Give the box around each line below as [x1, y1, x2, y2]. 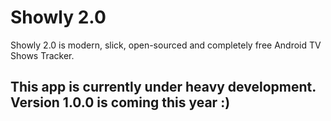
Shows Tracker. [10, 49, 75, 61]
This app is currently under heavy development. [10, 79, 317, 96]
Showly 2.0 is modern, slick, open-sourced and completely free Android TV [10, 39, 322, 51]
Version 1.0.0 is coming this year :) [10, 94, 231, 111]
